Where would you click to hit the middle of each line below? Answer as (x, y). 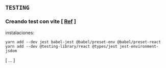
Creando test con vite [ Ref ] (41, 21)
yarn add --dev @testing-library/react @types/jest (61, 46)
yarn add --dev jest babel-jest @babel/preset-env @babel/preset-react (83, 42)
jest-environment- (139, 46)
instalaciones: (20, 32)
